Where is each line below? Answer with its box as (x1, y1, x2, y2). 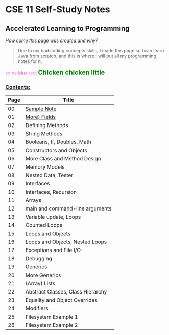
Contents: (5, 83, 31, 90)
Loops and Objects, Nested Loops (25, 238, 107, 245)
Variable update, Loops (25, 214, 81, 221)
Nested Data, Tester (25, 172, 74, 179)
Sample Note (25, 105, 57, 112)
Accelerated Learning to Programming (5, 24, 130, 33)
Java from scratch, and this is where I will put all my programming (17, 53, 157, 59)
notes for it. (17, 58, 42, 65)
